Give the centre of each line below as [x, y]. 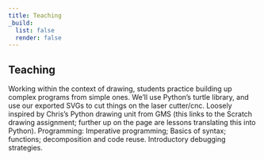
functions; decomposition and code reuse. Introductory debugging [117, 139]
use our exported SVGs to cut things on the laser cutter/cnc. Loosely [120, 106]
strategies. [26, 148]
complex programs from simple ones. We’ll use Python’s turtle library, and [129, 97]
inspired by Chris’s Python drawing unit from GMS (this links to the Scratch [130, 114]
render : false [38, 38]
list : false [35, 30]
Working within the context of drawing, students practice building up [120, 89]
